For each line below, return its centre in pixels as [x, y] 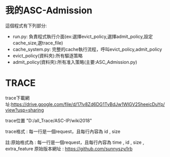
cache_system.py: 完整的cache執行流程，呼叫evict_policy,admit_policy [87, 49]
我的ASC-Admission [49, 10]
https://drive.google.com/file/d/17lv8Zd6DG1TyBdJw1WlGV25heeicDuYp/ [88, 104]
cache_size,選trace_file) [38, 43]
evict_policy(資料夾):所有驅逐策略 [47, 55]
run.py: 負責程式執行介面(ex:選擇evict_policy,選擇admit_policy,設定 [83, 36]
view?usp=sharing [25, 110]
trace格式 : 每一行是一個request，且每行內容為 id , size [63, 131]
